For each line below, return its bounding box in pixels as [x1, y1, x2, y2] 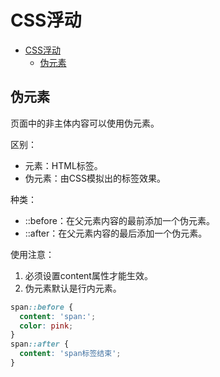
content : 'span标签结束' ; [19, 349, 122, 359]
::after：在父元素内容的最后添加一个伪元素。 [24, 227, 208, 239]
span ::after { [10, 339, 70, 350]
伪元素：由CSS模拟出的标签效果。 [24, 172, 166, 184]
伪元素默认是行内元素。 [24, 282, 122, 294]
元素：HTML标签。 [24, 159, 103, 171]
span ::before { [10, 302, 74, 312]
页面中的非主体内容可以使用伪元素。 [10, 117, 160, 129]
